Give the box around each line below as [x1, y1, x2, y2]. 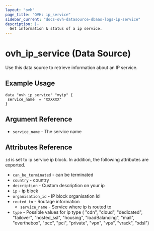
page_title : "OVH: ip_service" [5, 12, 71, 17]
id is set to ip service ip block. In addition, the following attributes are [5, 156, 149, 162]
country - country [12, 177, 49, 183]
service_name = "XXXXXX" [7, 97, 62, 102]
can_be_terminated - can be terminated [12, 171, 94, 178]
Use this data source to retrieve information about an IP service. [5, 65, 138, 71]
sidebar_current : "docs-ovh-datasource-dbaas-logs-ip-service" [5, 17, 141, 22]
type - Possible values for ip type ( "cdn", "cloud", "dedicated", [12, 209, 143, 215]
